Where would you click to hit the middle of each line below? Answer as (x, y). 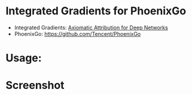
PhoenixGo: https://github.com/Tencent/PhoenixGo (77, 33)
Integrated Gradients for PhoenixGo (96, 11)
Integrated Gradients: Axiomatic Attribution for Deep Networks (91, 27)
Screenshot (35, 85)
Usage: (24, 58)
